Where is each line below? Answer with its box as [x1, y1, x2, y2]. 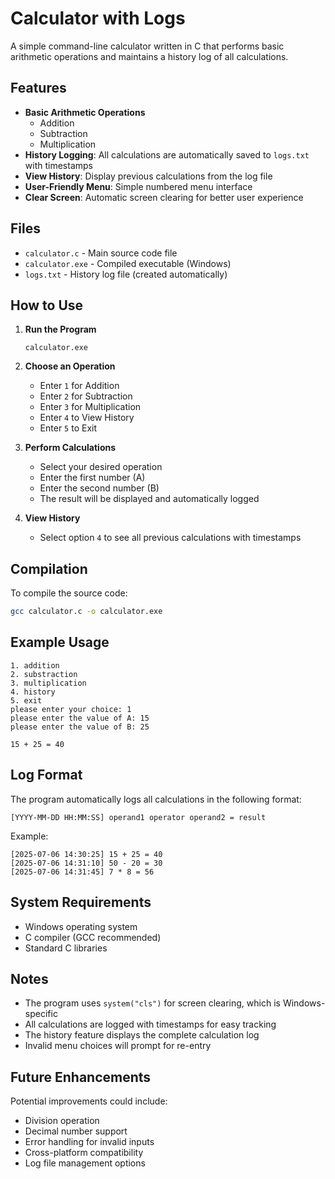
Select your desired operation [39, 461, 163, 473]
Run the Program [24, 323, 97, 336]
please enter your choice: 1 [10, 704, 132, 714]
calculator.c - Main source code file [24, 247, 178, 259]
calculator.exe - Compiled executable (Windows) [24, 257, 232, 269]
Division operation [24, 1115, 100, 1127]
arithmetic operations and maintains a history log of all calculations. [10, 50, 289, 62]
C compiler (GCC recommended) [24, 931, 162, 943]
